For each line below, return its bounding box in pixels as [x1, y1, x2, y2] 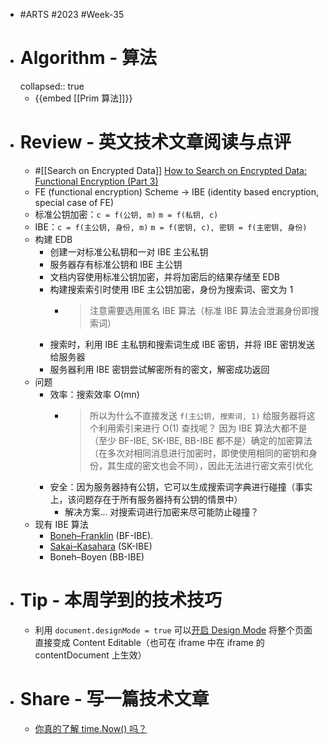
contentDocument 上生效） [34, 649, 147, 661]
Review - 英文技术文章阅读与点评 [19, 131, 292, 154]
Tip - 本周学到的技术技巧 [19, 589, 223, 612]
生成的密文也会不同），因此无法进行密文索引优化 [115, 459, 313, 471]
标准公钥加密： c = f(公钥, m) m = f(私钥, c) [34, 208, 219, 220]
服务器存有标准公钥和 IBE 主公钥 [49, 258, 183, 270]
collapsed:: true [19, 80, 85, 92]
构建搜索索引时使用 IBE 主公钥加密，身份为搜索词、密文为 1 [49, 283, 294, 295]
